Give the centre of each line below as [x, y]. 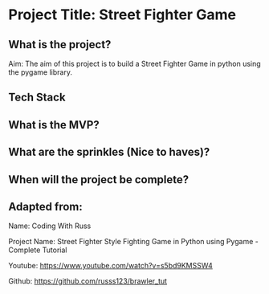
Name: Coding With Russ [50, 226]
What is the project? [60, 45]
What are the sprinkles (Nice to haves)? [109, 152]
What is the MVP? [54, 125]
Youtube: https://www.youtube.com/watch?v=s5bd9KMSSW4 [110, 266]
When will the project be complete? [99, 180]
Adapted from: [45, 206]
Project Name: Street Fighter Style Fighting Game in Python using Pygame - [133, 242]
